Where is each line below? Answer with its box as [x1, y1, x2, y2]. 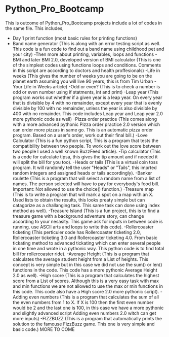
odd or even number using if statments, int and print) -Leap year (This [12, 89, 159, 95]
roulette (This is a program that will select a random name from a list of [12, 175, 160, 181]
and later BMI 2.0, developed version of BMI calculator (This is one [22, 56, 161, 62]
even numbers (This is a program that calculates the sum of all [28, 294, 159, 300]
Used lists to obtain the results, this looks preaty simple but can [12, 196, 145, 203]
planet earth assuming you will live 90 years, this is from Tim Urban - [12, 78, 157, 84]
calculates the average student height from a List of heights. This [12, 256, 148, 262]
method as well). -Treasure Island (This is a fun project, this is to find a [12, 208, 159, 214]
